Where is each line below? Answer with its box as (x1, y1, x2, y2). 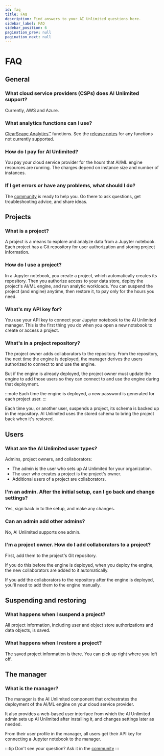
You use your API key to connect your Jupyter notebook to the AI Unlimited (5, 317, 157, 322)
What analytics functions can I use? (5, 119, 92, 126)
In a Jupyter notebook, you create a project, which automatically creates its (5, 272, 157, 278)
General (5, 75, 30, 84)
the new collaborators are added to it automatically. (5, 567, 109, 573)
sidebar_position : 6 (5, 26, 47, 30)
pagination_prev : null (5, 30, 51, 35)
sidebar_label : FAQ (5, 21, 45, 26)
